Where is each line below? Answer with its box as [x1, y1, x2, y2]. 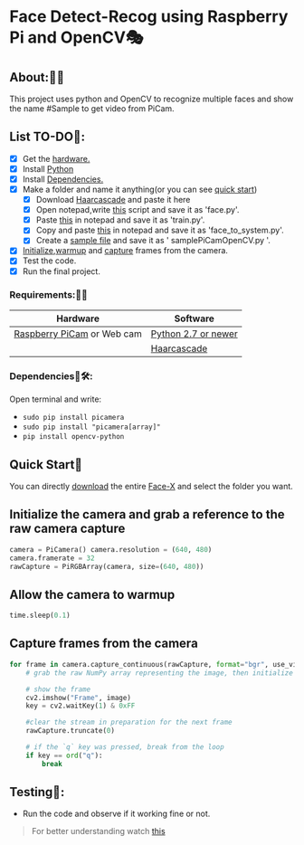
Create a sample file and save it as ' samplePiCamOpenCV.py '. [35, 235, 271, 246]
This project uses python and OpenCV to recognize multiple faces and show [9, 93, 294, 104]
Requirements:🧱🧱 [9, 289, 89, 301]
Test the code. [22, 255, 77, 266]
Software [174, 312, 215, 325]
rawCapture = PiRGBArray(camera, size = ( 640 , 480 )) [9, 562, 204, 571]
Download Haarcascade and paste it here [35, 195, 191, 205]
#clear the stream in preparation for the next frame [25, 717, 233, 727]
